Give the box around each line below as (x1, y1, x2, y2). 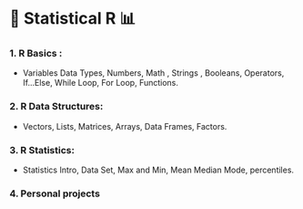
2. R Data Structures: (9, 100, 104, 113)
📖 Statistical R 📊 (9, 8, 136, 29)
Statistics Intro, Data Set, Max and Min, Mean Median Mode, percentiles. (22, 164, 294, 175)
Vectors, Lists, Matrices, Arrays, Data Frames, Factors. (22, 120, 227, 131)
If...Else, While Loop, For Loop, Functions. (22, 78, 179, 89)
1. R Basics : (9, 47, 63, 60)
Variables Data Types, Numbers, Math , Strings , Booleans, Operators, (22, 68, 285, 78)
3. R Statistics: (9, 143, 76, 156)
